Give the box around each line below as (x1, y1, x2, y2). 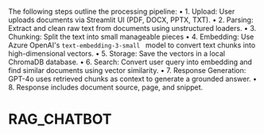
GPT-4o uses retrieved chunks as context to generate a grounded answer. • (8, 75, 257, 83)
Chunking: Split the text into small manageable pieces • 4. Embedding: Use (8, 32, 254, 41)
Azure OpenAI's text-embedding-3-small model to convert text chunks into (8, 40, 256, 50)
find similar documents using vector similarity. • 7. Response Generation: (8, 66, 247, 75)
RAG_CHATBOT (8, 110, 112, 128)
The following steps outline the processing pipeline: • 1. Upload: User (8, 7, 235, 16)
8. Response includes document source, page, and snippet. (8, 82, 204, 92)
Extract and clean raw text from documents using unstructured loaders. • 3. (8, 24, 257, 33)
